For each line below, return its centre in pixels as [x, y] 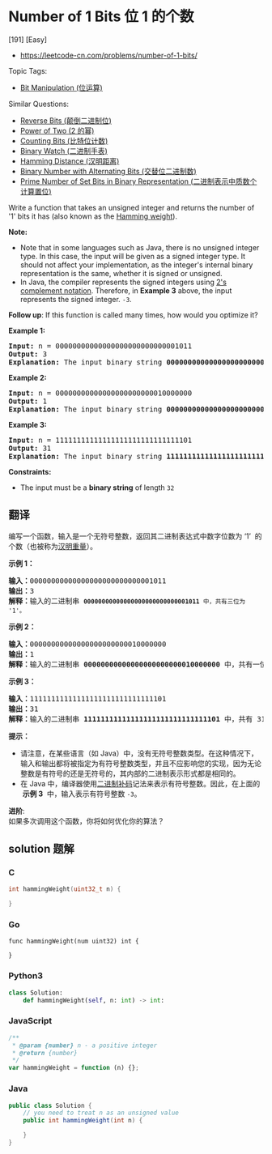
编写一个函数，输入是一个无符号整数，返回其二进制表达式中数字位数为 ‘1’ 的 [135, 536]
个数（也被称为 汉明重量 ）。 [53, 546]
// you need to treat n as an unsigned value [101, 1113]
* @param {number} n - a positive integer [85, 1045]
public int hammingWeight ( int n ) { [83, 1121]
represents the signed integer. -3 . [76, 299]
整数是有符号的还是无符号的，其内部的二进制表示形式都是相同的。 [130, 773]
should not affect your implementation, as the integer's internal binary [136, 265]
